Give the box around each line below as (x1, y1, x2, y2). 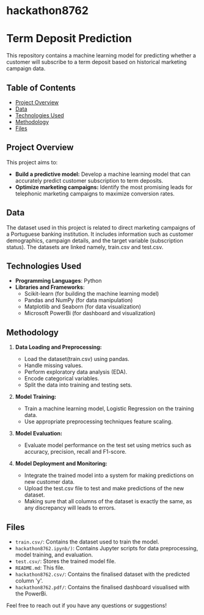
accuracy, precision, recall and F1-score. (24, 448, 127, 456)
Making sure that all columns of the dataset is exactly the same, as (24, 498, 192, 505)
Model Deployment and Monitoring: (15, 460, 108, 467)
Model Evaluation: (15, 430, 63, 437)
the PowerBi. (15, 590, 48, 597)
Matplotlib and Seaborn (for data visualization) (24, 303, 142, 310)
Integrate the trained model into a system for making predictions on (24, 471, 194, 479)
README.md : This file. (15, 564, 65, 571)
